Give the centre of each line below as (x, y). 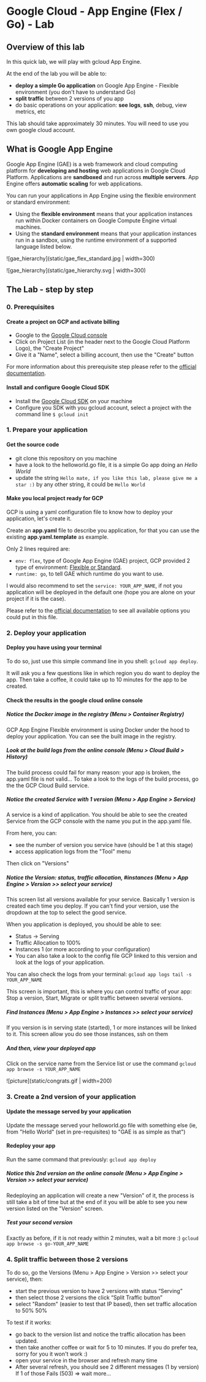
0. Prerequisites (31, 307)
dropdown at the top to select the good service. (67, 913)
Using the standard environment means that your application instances (106, 233)
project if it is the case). (36, 598)
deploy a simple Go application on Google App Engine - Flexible (97, 85)
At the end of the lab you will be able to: (57, 74)
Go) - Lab (30, 24)
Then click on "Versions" (38, 863)
